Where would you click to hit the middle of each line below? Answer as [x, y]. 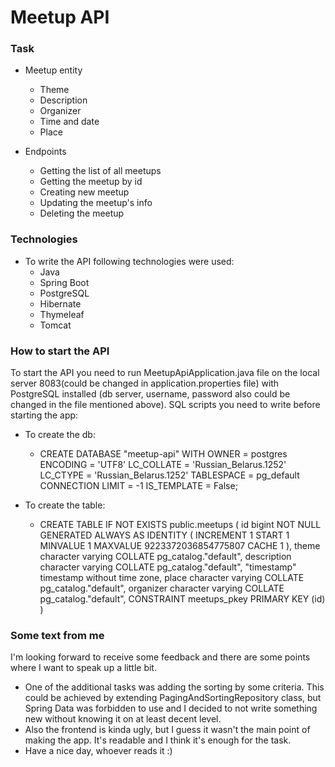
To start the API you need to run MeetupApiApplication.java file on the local [165, 373]
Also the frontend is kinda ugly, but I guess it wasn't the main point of [167, 730]
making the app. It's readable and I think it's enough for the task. [158, 740]
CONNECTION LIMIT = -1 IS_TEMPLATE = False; [138, 486]
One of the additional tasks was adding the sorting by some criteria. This [174, 687]
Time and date [69, 122]
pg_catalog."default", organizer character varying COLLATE [162, 588]
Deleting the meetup [82, 213]
